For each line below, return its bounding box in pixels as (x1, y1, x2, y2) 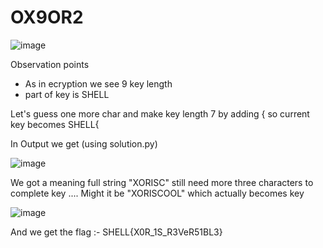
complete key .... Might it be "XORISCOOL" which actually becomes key (10, 187, 305, 199)
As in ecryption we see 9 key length (24, 77, 173, 90)
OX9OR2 (10, 6, 84, 29)
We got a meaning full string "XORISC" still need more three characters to (10, 176, 314, 188)
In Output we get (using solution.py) (10, 137, 158, 150)
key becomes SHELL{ (10, 118, 100, 130)
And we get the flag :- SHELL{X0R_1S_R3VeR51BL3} (10, 226, 223, 238)
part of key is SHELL (24, 88, 110, 100)
